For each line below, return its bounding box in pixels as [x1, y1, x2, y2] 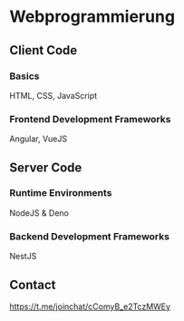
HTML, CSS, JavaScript [9, 90, 98, 101]
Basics [9, 70, 40, 83]
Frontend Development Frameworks [9, 112, 171, 125]
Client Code [9, 43, 78, 58]
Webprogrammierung [9, 6, 175, 27]
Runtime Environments [9, 187, 112, 199]
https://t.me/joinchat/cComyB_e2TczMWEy [9, 301, 170, 312]
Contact [9, 277, 56, 292]
